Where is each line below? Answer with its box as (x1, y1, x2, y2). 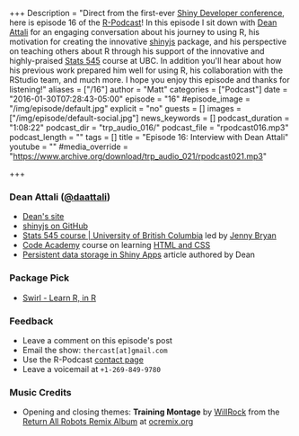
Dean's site (22, 211, 65, 222)
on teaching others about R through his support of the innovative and (9, 46, 265, 57)
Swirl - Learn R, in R (22, 292, 97, 303)
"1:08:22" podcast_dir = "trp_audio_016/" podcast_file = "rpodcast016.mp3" (9, 122, 289, 133)
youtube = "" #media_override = (9, 141, 128, 152)
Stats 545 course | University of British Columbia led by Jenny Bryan (22, 230, 277, 241)
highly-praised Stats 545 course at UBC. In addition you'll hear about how (9, 56, 282, 66)
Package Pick (9, 271, 70, 284)
